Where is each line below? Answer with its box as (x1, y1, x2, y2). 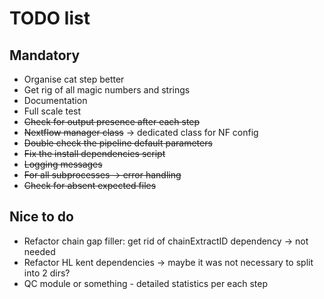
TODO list (9, 7, 91, 30)
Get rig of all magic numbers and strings (23, 84, 191, 96)
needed (23, 245, 56, 257)
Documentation (23, 95, 88, 106)
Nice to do (9, 208, 74, 226)
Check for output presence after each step (23, 116, 201, 127)
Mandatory (9, 47, 81, 64)
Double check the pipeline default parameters (23, 137, 213, 149)
